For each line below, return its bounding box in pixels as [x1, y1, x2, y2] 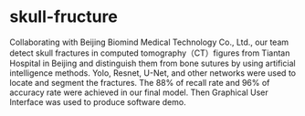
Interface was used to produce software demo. [9, 96, 186, 107]
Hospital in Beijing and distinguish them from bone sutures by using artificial [9, 58, 296, 69]
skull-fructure [9, 6, 119, 27]
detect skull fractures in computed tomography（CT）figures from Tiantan [9, 47, 290, 58]
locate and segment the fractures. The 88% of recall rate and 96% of [9, 77, 270, 88]
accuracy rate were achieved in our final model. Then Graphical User [9, 87, 268, 98]
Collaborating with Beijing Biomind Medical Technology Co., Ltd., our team [9, 37, 289, 47]
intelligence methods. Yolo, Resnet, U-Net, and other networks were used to [9, 67, 297, 79]
